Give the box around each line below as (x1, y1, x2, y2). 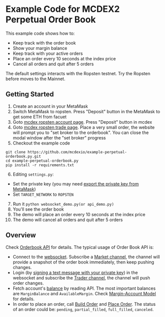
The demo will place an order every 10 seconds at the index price (12, 211, 146, 217)
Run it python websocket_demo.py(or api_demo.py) (12, 201, 114, 207)
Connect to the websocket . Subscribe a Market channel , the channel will (12, 254, 160, 260)
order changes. (12, 280, 44, 286)
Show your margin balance (12, 45, 67, 51)
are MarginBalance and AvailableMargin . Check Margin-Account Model (12, 290, 157, 296)
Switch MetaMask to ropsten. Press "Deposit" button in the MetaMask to (12, 108, 161, 114)
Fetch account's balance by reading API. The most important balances (12, 285, 156, 291)
